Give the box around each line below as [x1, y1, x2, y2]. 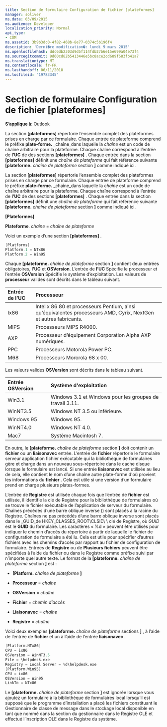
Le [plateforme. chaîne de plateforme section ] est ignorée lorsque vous [5, 690, 154, 696]
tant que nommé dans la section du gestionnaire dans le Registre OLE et [5, 711, 153, 717]
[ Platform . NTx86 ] [5, 643, 41, 649]
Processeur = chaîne [12, 580, 56, 586]
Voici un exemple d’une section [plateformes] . [5, 233, 102, 239]
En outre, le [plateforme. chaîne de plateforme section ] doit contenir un [5, 445, 154, 451]
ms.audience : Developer [5, 21, 55, 26]
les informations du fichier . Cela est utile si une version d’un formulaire [5, 477, 152, 483]
